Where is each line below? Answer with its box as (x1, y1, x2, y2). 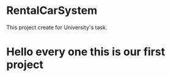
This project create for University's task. (6, 24, 107, 31)
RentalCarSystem (6, 4, 98, 18)
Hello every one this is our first (6, 45, 166, 59)
